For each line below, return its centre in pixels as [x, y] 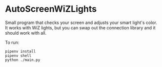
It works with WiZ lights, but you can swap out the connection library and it [80, 27]
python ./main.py [23, 60]
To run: [12, 42]
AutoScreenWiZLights [51, 9]
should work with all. [26, 33]
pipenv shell [18, 56]
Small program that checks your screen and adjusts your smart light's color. [81, 22]
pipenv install [20, 51]
